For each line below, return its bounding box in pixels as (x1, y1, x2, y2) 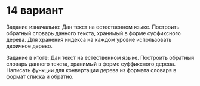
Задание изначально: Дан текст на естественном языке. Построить (6, 23, 180, 30)
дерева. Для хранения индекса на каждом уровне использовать (6, 36, 172, 43)
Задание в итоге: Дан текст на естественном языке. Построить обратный (6, 54, 195, 61)
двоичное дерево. (6, 42, 53, 50)
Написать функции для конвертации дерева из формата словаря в (6, 66, 177, 73)
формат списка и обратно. (6, 73, 74, 80)
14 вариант (6, 4, 64, 17)
